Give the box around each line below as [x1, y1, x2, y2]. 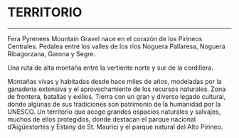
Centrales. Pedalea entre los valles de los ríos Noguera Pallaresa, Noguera [7, 42, 225, 51]
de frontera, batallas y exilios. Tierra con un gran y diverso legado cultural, [7, 92, 226, 100]
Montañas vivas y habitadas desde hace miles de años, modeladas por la [7, 77, 222, 85]
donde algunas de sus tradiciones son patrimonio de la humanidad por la [7, 100, 221, 108]
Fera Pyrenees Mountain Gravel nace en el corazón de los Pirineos [7, 34, 203, 43]
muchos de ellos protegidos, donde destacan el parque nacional [7, 115, 196, 123]
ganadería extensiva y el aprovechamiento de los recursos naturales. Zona [7, 85, 226, 93]
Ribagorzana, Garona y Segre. [7, 49, 96, 58]
